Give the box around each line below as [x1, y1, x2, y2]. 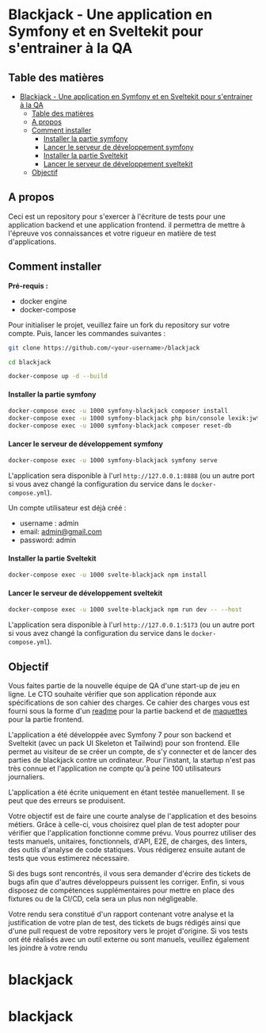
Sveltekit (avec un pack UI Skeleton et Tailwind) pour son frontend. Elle [8, 739, 240, 748]
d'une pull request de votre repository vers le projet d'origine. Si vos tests [8, 926, 249, 936]
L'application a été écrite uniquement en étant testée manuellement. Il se [8, 787, 245, 798]
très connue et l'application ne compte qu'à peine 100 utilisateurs [8, 763, 222, 774]
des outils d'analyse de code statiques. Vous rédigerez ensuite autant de [8, 845, 245, 855]
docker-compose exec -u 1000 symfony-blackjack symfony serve [8, 457, 218, 465]
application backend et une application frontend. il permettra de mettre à [8, 220, 245, 229]
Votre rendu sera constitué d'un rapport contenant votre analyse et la [8, 909, 234, 919]
